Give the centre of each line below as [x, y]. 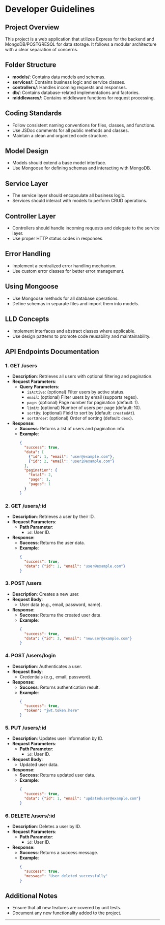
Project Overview [32, 27]
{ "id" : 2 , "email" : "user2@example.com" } [71, 461]
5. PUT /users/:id [26, 728]
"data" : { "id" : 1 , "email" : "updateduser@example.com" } [82, 798]
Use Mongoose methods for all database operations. [65, 298]
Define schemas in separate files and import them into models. [76, 303]
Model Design [27, 151]
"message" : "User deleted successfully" [66, 876]
